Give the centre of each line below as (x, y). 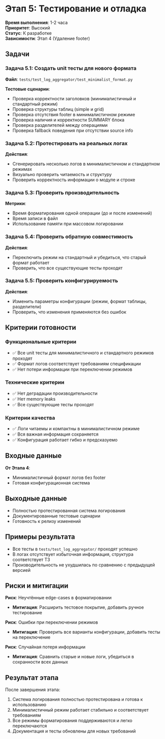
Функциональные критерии (41, 342)
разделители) (27, 306)
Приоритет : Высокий (28, 27)
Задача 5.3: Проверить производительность (62, 193)
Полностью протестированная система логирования (69, 510)
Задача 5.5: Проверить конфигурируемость (62, 281)
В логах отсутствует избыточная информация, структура (73, 554)
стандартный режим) (35, 104)
